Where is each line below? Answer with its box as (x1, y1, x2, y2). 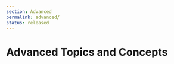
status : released (6, 20, 49, 25)
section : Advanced (6, 8, 52, 15)
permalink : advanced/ (6, 14, 60, 20)
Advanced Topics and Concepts (6, 45, 168, 59)
